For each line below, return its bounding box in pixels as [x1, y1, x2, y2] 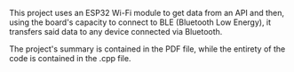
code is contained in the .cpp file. [9, 53, 131, 63]
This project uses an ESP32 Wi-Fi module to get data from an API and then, [9, 8, 285, 18]
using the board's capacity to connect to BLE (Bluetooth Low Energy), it [9, 17, 272, 28]
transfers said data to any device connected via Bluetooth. [9, 27, 223, 36]
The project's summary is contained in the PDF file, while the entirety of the [9, 44, 286, 54]
